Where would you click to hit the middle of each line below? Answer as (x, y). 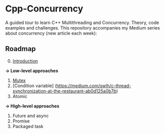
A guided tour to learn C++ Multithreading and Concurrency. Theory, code (82, 22)
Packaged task (28, 126)
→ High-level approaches (32, 106)
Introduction (25, 61)
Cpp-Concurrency (44, 9)
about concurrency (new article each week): (51, 33)
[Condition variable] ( (34, 85)
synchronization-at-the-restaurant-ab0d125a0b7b (64, 91)
